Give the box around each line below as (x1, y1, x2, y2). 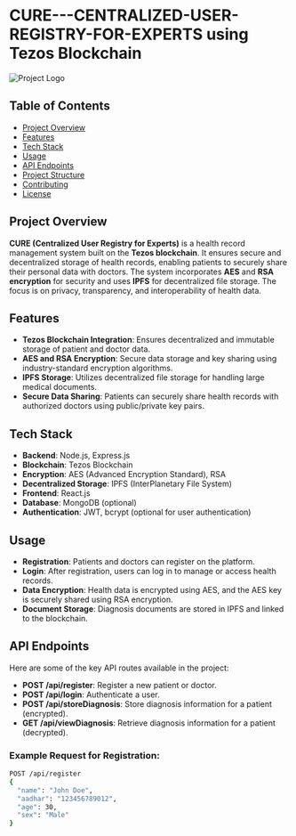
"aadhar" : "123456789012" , (17, 794, 117, 803)
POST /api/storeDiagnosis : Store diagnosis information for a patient (21, 698, 273, 709)
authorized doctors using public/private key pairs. (21, 401, 204, 411)
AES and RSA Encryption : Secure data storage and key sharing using (21, 353, 277, 364)
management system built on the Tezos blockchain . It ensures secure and (9, 247, 282, 258)
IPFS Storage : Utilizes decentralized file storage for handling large (21, 372, 265, 383)
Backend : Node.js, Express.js (21, 450, 131, 461)
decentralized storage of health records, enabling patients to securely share (9, 256, 287, 267)
